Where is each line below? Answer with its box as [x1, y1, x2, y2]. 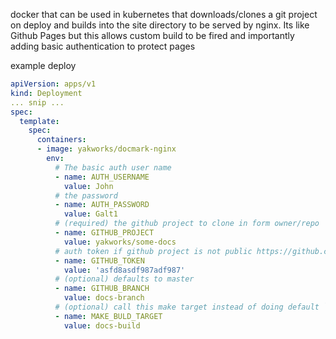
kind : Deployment [10, 88, 83, 98]
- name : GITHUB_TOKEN [54, 255, 145, 266]
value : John [63, 181, 114, 191]
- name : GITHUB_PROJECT [54, 228, 155, 238]
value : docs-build [63, 320, 141, 331]
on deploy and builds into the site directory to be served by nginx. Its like [10, 19, 310, 31]
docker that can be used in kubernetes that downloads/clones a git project [10, 9, 318, 20]
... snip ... [10, 97, 65, 108]
